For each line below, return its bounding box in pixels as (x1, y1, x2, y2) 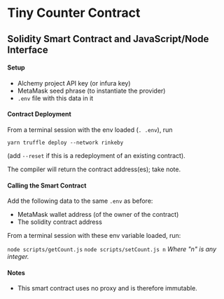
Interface (7, 44, 48, 55)
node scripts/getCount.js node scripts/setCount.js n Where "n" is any (7, 245, 217, 253)
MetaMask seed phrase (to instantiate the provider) (17, 86, 166, 95)
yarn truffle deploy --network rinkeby (7, 139, 124, 146)
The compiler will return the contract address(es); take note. (7, 165, 181, 173)
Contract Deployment (7, 110, 71, 119)
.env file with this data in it (17, 93, 94, 102)
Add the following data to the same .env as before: (7, 197, 153, 205)
